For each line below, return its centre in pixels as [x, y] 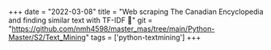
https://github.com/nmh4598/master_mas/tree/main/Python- [113, 29]
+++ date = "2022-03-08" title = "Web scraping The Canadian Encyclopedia [136, 12]
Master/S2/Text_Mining [47, 37]
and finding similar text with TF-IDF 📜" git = [80, 20]
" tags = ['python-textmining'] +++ [143, 37]
